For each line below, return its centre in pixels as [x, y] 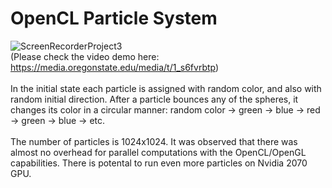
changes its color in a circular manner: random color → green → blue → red [165, 109]
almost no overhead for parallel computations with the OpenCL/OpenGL [158, 152]
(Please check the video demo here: [85, 56]
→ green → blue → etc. [58, 120]
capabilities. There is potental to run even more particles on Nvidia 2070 [159, 163]
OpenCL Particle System [114, 18]
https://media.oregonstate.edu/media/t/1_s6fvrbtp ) [115, 67]
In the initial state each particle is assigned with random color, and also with [166, 88]
